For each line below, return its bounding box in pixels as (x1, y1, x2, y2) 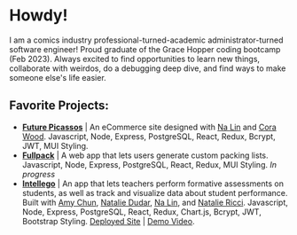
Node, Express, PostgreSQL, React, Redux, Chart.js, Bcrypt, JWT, (21, 206, 262, 217)
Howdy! (9, 5, 68, 26)
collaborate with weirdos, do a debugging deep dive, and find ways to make (9, 63, 286, 74)
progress (21, 168, 56, 179)
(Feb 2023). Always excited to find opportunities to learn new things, (9, 53, 260, 64)
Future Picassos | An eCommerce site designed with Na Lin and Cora (21, 121, 277, 132)
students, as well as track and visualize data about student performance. (21, 187, 288, 198)
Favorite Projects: (9, 98, 109, 114)
